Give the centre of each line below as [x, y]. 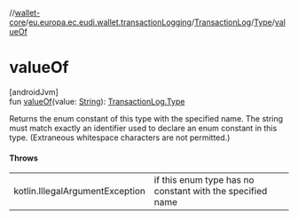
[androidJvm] [34, 91]
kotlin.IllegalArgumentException [80, 192]
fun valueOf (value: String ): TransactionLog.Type [97, 101]
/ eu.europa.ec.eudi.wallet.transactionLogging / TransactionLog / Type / [150, 22]
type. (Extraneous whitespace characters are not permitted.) [120, 137]
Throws [24, 158]
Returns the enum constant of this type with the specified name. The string [146, 118]
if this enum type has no [204, 180]
